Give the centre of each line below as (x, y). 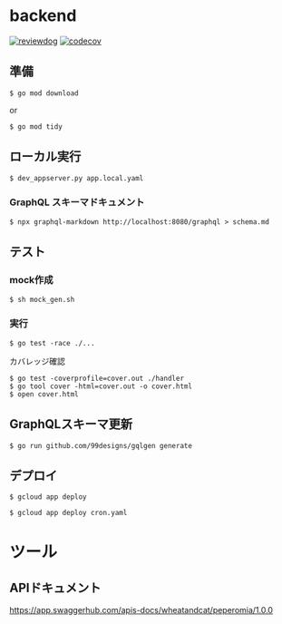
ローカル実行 (45, 156)
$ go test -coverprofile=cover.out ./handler (97, 378)
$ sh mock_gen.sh (42, 299)
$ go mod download (44, 93)
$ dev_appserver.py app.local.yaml (77, 178)
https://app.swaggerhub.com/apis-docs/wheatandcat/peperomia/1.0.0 (141, 610)
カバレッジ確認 (37, 361)
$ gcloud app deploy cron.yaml (68, 513)
